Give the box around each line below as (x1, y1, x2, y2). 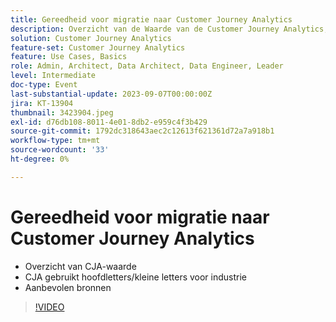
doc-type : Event (10, 80, 78, 90)
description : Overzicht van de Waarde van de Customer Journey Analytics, (10, 24, 329, 34)
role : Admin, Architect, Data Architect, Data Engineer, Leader (10, 61, 284, 71)
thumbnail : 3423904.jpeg (10, 107, 114, 118)
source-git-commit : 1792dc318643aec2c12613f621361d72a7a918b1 (10, 126, 275, 136)
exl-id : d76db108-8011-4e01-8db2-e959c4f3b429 (10, 117, 208, 127)
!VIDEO (34, 301, 65, 313)
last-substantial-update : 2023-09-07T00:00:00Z (10, 89, 213, 99)
